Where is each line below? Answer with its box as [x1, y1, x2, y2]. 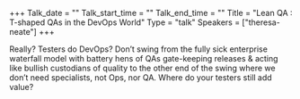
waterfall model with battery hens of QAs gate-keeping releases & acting [9, 54, 278, 63]
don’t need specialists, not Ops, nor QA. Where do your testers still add [9, 72, 272, 83]
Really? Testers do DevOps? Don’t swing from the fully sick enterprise [9, 44, 268, 54]
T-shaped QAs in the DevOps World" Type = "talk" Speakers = [9, 17, 241, 28]
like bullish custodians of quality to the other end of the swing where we [9, 62, 276, 73]
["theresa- [242, 17, 280, 28]
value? [9, 82, 34, 92]
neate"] [9, 27, 38, 37]
